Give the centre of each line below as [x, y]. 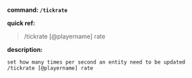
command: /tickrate [37, 10]
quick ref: [21, 23]
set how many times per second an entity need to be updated [96, 62]
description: [25, 50]
